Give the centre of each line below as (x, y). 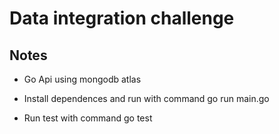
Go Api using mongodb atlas (82, 79)
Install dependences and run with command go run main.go (146, 98)
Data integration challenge (122, 18)
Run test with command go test (88, 118)
